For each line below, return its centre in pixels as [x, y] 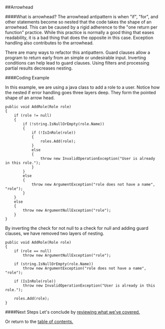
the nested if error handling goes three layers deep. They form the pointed [81, 92]
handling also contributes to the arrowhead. [49, 43]
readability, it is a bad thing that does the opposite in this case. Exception [79, 37]
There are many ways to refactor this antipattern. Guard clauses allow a [78, 52]
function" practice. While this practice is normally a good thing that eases [80, 32]
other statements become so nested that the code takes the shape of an [78, 22]
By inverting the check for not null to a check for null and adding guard [77, 228]
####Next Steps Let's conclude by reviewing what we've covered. [73, 312]
